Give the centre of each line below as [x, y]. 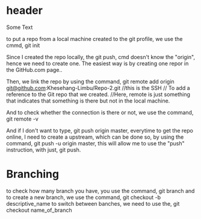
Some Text [20, 27]
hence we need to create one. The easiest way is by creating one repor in [97, 63]
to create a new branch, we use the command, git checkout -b [84, 197]
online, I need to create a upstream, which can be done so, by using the [95, 137]
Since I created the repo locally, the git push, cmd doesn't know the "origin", [101, 57]
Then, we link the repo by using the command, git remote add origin [90, 81]
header [25, 11]
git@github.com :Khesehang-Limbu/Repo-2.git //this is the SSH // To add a [98, 87]
